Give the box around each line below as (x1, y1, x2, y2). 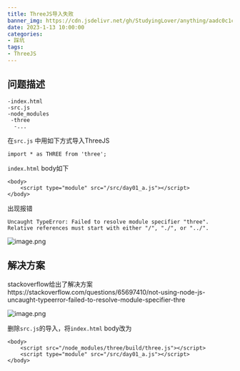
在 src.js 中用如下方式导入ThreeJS (7, 136, 110, 145)
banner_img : (7, 17, 43, 24)
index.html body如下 (7, 163, 69, 172)
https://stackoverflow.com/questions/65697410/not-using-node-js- (7, 288, 206, 296)
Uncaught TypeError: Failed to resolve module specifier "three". (7, 218, 209, 225)
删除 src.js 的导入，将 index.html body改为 (7, 324, 132, 332)
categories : (7, 30, 43, 38)
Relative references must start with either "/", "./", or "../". (7, 224, 209, 232)
